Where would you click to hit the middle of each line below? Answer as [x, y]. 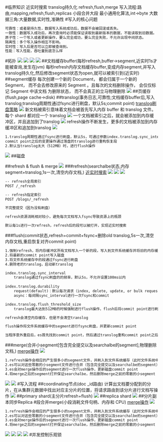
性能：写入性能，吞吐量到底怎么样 [34, 51]
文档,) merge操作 [22, 351]
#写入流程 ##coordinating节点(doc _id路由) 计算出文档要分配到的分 [84, 384]
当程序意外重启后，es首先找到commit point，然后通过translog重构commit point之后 [82, 335]
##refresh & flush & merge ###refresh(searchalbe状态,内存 [67, 166]
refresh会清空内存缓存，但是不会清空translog [47, 318]
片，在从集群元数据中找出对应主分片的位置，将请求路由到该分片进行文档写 [79, 390]
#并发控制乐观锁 [45, 435]
